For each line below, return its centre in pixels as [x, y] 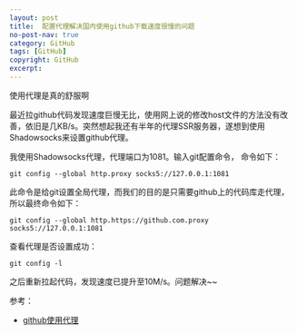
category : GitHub [42, 43]
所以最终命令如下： [45, 203]
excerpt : [26, 69]
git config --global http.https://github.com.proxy [109, 220]
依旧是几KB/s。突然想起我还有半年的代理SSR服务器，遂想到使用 [145, 126]
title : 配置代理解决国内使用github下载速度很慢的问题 [102, 26]
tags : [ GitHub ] [38, 52]
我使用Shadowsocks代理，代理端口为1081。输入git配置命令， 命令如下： [145, 156]
